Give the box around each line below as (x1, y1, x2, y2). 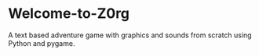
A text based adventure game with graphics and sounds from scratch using (8, 30, 253, 40)
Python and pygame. (8, 38, 75, 47)
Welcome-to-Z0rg (8, 5, 130, 23)
